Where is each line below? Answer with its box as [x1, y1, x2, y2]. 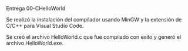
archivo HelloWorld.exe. [6, 40, 63, 46]
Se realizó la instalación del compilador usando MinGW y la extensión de [6, 16, 182, 23]
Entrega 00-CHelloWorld [6, 5, 66, 12]
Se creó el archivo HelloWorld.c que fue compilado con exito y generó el [6, 34, 181, 40]
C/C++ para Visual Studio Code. [6, 23, 84, 29]
